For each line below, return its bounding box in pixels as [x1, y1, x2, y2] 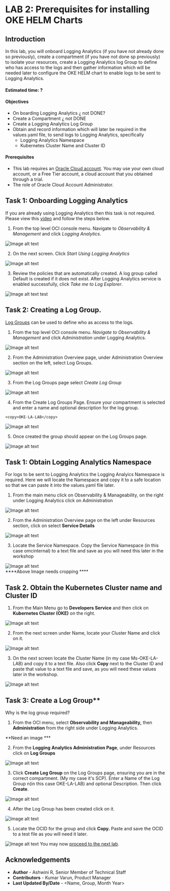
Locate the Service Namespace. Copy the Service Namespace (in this [12, 542, 159, 548]
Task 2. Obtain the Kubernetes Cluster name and [5, 583, 162, 592]
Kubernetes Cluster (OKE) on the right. [12, 610, 95, 616]
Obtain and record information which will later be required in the [12, 126, 147, 132]
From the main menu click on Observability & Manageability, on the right [12, 492, 164, 498]
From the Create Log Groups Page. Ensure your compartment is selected [12, 399, 165, 405]
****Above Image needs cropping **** [5, 568, 89, 574]
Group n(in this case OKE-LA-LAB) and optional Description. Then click [12, 781, 162, 787]
